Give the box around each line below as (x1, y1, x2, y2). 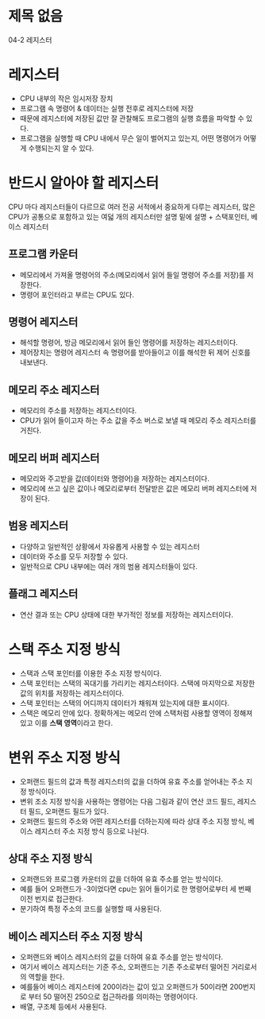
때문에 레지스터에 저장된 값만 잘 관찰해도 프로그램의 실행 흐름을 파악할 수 (19, 113, 244, 123)
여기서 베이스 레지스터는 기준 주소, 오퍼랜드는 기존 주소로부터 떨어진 (19, 963, 230, 972)
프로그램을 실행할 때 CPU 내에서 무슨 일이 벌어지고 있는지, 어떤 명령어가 (19, 133, 242, 143)
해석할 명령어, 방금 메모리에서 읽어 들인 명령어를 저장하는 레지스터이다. (19, 338, 238, 347)
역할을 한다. (28, 972, 65, 982)
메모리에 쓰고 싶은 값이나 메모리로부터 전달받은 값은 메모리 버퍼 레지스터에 (19, 484, 249, 494)
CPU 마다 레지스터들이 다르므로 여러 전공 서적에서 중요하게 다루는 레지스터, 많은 (8, 202, 256, 211)
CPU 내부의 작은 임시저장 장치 (19, 93, 113, 103)
